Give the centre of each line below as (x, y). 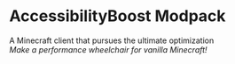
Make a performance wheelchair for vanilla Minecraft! (108, 49)
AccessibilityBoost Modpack (117, 16)
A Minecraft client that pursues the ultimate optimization (112, 40)
